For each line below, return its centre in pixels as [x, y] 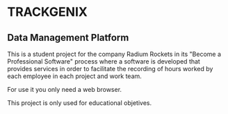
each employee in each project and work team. [75, 76]
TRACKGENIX [48, 12]
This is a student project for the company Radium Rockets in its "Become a [114, 54]
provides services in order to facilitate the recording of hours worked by [110, 69]
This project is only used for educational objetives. [79, 103]
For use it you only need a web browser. [65, 89]
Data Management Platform [68, 38]
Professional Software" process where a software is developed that [104, 61]
